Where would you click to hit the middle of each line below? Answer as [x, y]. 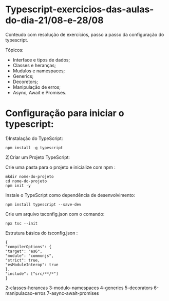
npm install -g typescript [34, 148]
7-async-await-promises [73, 293]
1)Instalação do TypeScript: [34, 138]
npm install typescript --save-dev [43, 204]
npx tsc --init [22, 223]
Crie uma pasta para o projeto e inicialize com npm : [60, 167]
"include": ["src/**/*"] [32, 274]
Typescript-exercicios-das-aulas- [80, 9]
